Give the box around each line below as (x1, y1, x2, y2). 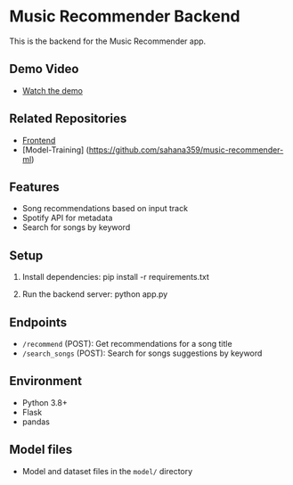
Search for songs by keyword (21, 222, 131, 233)
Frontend (21, 135, 56, 145)
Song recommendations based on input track (21, 203, 189, 214)
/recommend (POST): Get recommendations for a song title (21, 339, 233, 349)
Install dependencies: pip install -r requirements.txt (21, 272, 209, 283)
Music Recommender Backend (9, 6, 240, 27)
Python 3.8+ (21, 397, 69, 407)
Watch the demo (21, 85, 83, 95)
